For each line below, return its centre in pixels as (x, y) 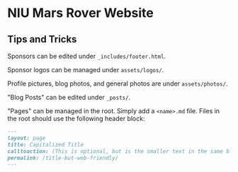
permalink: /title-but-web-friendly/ (63, 158)
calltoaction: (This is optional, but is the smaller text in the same (115, 151)
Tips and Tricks (42, 39)
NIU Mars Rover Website (81, 13)
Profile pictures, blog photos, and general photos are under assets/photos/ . (118, 84)
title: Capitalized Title (45, 144)
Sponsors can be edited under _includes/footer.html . (87, 56)
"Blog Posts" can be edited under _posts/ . (69, 97)
